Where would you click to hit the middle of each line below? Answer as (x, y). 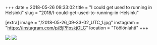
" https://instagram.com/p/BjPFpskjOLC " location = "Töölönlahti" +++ (77, 28)
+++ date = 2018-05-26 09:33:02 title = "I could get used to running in (79, 7)
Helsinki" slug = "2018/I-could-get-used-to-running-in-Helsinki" (72, 13)
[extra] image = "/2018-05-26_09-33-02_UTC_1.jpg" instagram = (72, 22)
